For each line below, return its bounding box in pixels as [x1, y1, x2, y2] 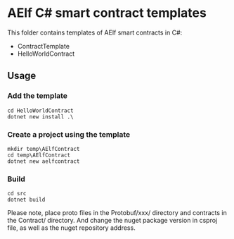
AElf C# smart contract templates [7, 5, 207, 21]
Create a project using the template [7, 129, 131, 139]
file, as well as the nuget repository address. [7, 223, 136, 232]
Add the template [7, 91, 68, 101]
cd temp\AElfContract [7, 152, 71, 159]
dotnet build [7, 196, 46, 204]
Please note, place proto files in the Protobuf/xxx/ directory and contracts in [7, 209, 227, 217]
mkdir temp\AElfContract [7, 145, 80, 152]
